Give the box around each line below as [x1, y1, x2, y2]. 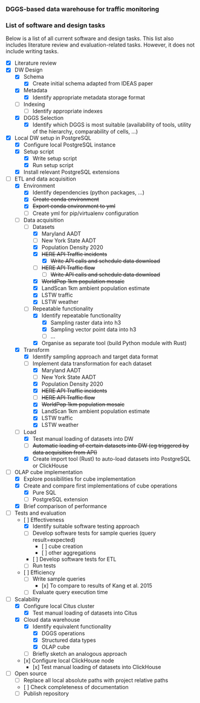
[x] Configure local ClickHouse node [23, 657, 114, 664]
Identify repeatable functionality [41, 312, 121, 319]
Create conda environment [32, 196, 99, 203]
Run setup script [32, 162, 74, 169]
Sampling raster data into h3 [50, 318, 121, 326]
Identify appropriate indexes [32, 107, 103, 114]
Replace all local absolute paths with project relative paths [23, 677, 169, 684]
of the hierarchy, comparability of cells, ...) [32, 128, 138, 135]
